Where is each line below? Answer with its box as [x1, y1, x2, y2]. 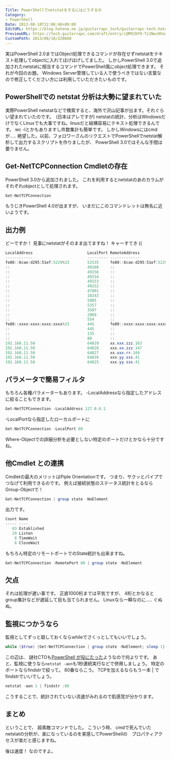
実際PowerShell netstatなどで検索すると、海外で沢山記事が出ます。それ [5, 107, 155, 113]
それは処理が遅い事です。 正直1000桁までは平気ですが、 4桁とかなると [5, 590, 154, 596]
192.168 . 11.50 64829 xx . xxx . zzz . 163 [5, 340, 142, 346]
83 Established [12, 526, 44, 532]
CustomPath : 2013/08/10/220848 [5, 36, 72, 41]
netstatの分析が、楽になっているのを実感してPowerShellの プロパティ [5, 730, 154, 737]
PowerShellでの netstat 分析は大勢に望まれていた [5, 93, 162, 101]
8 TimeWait [14, 535, 38, 541]
